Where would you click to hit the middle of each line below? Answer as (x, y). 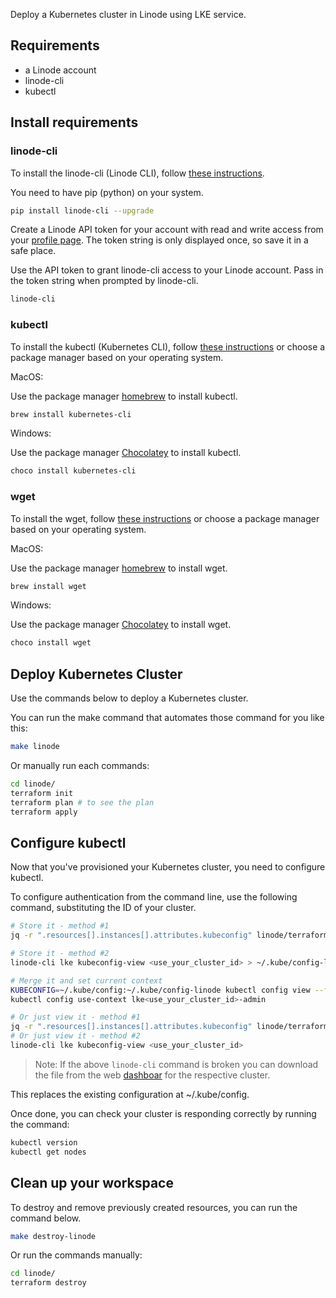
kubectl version (44, 1142)
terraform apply (44, 812)
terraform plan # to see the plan (82, 802)
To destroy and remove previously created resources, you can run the (154, 1207)
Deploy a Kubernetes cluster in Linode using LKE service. (128, 14)
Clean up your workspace (92, 1183)
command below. (46, 1218)
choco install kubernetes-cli (73, 471)
